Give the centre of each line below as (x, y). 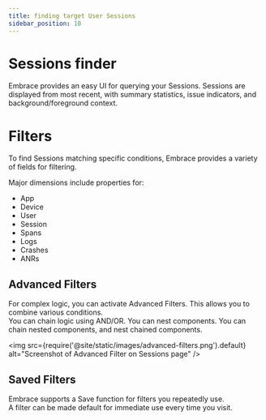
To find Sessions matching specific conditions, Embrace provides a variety (133, 158)
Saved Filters (42, 379)
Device (32, 207)
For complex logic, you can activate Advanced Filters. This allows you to (129, 304)
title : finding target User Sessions (72, 16)
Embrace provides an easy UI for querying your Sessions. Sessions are (127, 86)
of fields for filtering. (43, 167)
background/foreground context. (63, 103)
